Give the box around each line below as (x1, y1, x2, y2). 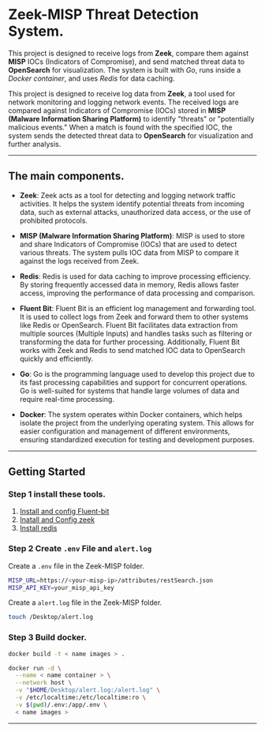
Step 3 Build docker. (8, 632, 87, 643)
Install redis (19, 524, 58, 533)
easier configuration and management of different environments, (19, 426, 230, 436)
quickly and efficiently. (19, 354, 94, 363)
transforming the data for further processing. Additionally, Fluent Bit (19, 337, 241, 347)
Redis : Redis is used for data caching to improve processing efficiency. (19, 271, 251, 281)
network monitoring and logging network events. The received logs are (8, 97, 239, 107)
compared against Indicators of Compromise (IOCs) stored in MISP (8, 105, 226, 115)
